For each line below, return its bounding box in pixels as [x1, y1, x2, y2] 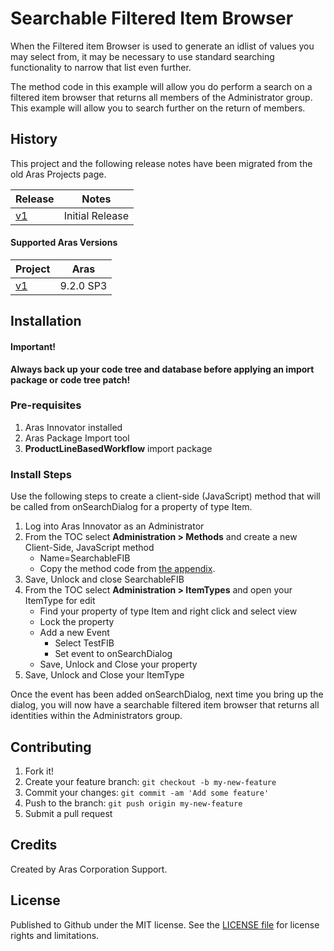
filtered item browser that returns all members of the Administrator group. [10, 91, 313, 103]
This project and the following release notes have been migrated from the [10, 157, 313, 169]
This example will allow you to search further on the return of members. [10, 102, 306, 114]
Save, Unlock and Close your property [39, 658, 198, 671]
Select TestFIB [54, 637, 115, 649]
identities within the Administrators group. [10, 710, 183, 722]
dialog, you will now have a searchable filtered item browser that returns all [10, 699, 320, 711]
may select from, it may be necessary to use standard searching [10, 50, 275, 62]
